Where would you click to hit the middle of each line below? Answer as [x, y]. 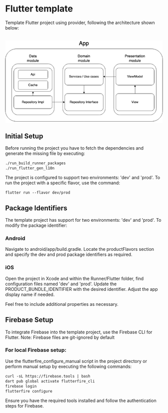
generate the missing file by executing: [45, 154]
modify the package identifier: [36, 225]
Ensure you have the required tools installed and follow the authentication [81, 400]
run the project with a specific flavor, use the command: [63, 183]
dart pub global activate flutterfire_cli [50, 381]
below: [12, 28]
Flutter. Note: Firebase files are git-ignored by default [60, 337]
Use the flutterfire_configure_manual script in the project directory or [76, 361]
